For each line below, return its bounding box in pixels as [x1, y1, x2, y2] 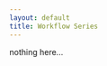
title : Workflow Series [9, 22, 99, 31]
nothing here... [9, 46, 64, 57]
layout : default [9, 13, 70, 23]
